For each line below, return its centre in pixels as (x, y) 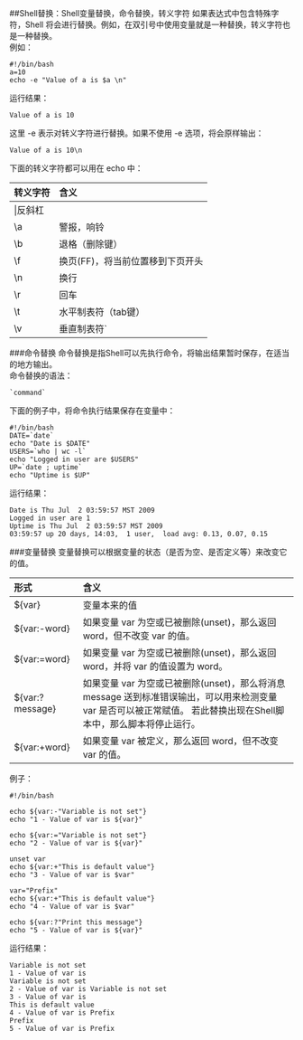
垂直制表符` (83, 329)
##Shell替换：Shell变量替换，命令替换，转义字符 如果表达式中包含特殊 (141, 13)
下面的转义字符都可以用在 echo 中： (76, 168)
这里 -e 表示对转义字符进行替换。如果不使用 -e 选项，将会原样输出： (137, 133)
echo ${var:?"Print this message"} (76, 922)
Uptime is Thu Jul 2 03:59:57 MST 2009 (87, 526)
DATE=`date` (32, 436)
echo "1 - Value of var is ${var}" (76, 819)
